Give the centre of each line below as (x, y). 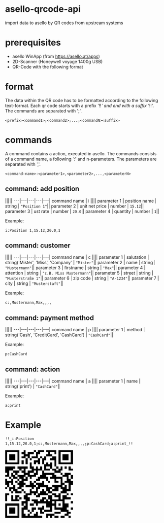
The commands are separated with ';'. (44, 111)
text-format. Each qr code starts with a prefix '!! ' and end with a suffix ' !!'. (80, 105)
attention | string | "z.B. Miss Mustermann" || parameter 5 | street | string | (79, 273)
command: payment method (49, 318)
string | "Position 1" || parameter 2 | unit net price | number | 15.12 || (75, 206)
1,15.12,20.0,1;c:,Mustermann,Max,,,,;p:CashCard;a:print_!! (69, 444)
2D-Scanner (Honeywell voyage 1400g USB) (57, 61)
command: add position (42, 189)
